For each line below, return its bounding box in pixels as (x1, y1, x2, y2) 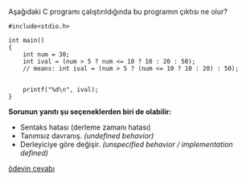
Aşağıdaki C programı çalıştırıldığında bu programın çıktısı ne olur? (8, 7, 228, 16)
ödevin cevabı (8, 164, 55, 173)
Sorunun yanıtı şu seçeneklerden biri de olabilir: (8, 107, 172, 116)
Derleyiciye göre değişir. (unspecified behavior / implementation (19, 140, 233, 149)
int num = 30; (23, 51, 70, 59)
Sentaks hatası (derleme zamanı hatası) (19, 122, 151, 132)
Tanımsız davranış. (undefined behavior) (19, 131, 154, 140)
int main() (8, 36, 45, 44)
